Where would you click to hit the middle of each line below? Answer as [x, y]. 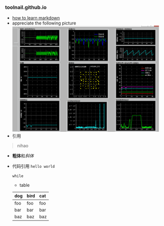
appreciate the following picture [44, 23]
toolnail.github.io [26, 7]
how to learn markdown [36, 18]
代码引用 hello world [33, 166]
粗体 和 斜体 [23, 156]
